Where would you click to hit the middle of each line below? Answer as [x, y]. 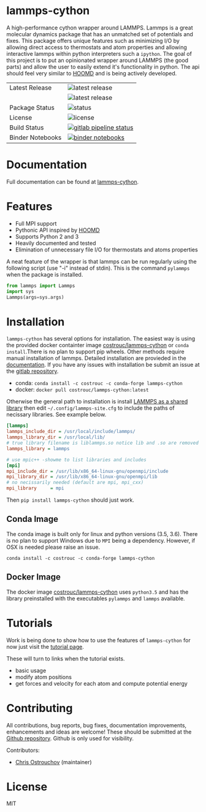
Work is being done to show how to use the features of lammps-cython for [99, 640]
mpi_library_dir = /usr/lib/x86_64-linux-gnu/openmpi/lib [82, 477]
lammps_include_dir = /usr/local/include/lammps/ [71, 432]
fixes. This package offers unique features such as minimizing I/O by [93, 40]
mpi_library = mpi [35, 488]
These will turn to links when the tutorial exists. [66, 658]
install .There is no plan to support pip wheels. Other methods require [96, 352]
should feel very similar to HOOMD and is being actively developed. [92, 73]
